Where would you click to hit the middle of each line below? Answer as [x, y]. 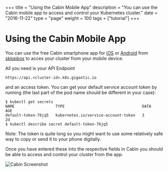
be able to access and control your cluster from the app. [64, 154]
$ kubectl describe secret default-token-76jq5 [57, 124]
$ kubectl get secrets [29, 102]
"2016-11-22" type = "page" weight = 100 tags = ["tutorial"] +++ [73, 18]
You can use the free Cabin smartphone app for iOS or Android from [77, 53]
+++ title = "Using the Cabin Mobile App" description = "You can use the [81, 7]
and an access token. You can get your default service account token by [81, 87]
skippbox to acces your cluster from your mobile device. [64, 58]
